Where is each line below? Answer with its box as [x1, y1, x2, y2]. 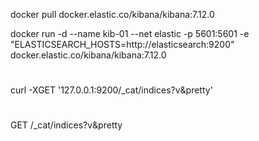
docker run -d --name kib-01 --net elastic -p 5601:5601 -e [10, 28, 250, 39]
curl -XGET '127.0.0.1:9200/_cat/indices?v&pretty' [10, 84, 213, 96]
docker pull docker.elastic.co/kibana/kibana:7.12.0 [10, 9, 215, 20]
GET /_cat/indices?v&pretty [10, 119, 123, 131]
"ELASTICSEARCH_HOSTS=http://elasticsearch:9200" [10, 39, 235, 50]
